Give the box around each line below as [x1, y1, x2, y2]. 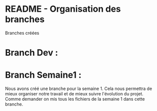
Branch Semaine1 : [5, 69, 82, 81]
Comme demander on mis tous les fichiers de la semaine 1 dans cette [5, 96, 145, 102]
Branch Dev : [5, 47, 58, 58]
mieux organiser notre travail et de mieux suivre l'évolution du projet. [5, 91, 143, 97]
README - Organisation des [5, 3, 121, 15]
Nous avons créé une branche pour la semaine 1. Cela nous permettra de [5, 86, 153, 91]
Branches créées [5, 30, 40, 36]
